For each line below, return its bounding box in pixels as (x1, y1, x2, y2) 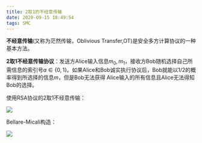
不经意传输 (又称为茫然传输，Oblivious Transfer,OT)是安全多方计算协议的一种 (6, 37, 196, 45)
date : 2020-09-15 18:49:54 (6, 14, 74, 21)
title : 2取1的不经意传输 (6, 8, 62, 15)
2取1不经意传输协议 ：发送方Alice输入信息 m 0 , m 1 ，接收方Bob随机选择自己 (6, 58, 188, 66)
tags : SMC (6, 20, 31, 26)
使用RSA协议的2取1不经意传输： (6, 94, 86, 101)
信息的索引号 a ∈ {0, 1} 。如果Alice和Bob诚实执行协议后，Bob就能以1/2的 (11, 66, 191, 74)
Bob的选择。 (6, 81, 38, 89)
